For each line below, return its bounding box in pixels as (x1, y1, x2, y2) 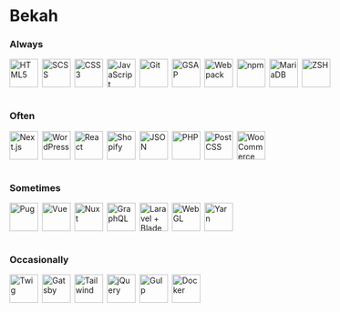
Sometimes (9, 181, 61, 194)
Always (9, 38, 44, 51)
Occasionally (9, 254, 69, 266)
